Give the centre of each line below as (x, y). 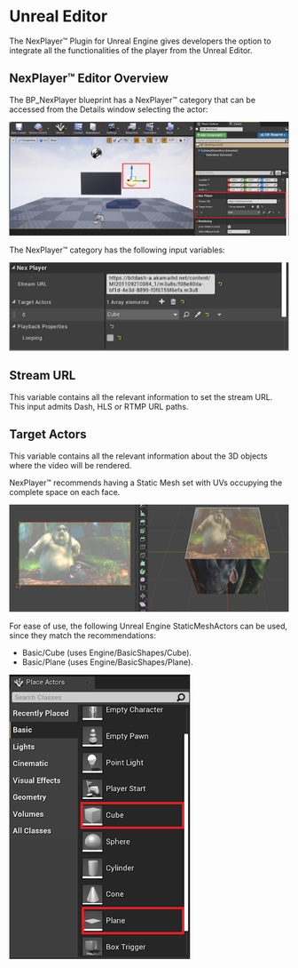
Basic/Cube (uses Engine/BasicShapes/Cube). (107, 652)
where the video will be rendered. (71, 465)
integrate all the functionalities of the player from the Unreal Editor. (131, 50)
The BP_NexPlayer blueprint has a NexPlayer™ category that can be (132, 100)
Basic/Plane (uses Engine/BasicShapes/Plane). (107, 662)
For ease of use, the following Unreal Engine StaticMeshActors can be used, (149, 626)
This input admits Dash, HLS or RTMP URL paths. (99, 406)
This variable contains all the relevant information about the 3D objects (138, 456)
